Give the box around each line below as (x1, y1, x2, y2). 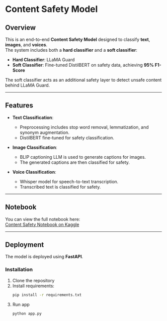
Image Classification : (12, 144, 58, 150)
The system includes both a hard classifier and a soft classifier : (5, 47, 138, 53)
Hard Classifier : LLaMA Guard (12, 57, 75, 63)
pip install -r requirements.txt (12, 292, 82, 297)
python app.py (12, 311, 42, 316)
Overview (5, 23, 36, 32)
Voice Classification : (12, 169, 56, 175)
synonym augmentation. (19, 129, 70, 135)
